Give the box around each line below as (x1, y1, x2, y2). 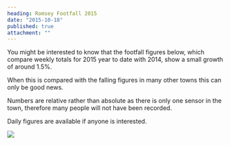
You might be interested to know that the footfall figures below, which (7, 48, 205, 56)
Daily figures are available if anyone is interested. (7, 118, 147, 126)
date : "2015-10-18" (7, 16, 64, 23)
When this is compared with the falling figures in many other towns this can (7, 76, 222, 85)
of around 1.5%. (7, 63, 52, 71)
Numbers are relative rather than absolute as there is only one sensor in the (7, 97, 222, 105)
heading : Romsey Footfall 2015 (7, 10, 97, 17)
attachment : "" (7, 29, 51, 36)
